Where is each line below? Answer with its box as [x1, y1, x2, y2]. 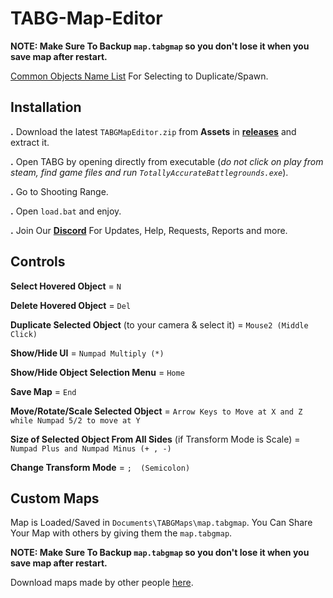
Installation [10, 99, 82, 116]
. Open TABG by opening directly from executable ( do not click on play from [10, 155, 324, 167]
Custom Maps [10, 490, 100, 507]
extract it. [10, 136, 50, 148]
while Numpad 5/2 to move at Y [10, 415, 141, 426]
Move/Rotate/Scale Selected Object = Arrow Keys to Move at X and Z [10, 405, 303, 417]
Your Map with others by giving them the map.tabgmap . [10, 527, 233, 539]
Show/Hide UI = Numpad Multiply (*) [10, 347, 165, 359]
